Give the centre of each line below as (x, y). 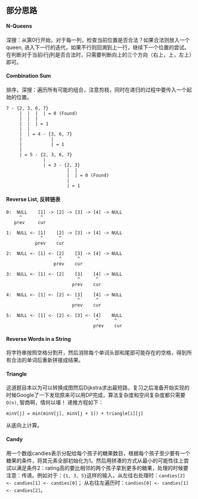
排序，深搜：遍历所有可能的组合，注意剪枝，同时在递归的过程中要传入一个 (96, 90)
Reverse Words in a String (39, 339)
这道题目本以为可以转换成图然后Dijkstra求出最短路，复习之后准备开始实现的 (98, 388)
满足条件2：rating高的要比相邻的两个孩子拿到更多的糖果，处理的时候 (100, 468)
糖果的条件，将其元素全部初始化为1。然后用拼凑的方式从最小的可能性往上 (95, 460)
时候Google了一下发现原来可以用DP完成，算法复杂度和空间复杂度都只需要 (96, 395)
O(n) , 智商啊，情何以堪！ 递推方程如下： (55, 402)
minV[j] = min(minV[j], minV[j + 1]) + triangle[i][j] (75, 414)
